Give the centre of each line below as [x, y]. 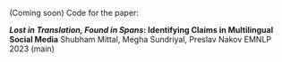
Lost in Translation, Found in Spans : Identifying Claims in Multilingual [141, 30]
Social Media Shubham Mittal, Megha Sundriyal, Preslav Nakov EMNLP [140, 39]
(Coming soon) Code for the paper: [74, 13]
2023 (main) [32, 49]
